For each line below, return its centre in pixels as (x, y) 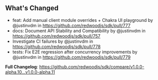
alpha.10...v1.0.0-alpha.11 (30, 72)
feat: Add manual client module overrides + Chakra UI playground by (82, 20)
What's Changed (32, 8)
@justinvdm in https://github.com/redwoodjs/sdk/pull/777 (71, 25)
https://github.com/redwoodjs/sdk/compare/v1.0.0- (92, 67)
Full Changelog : (22, 67)
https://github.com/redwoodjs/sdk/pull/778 (56, 46)
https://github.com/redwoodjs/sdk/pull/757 (56, 36)
